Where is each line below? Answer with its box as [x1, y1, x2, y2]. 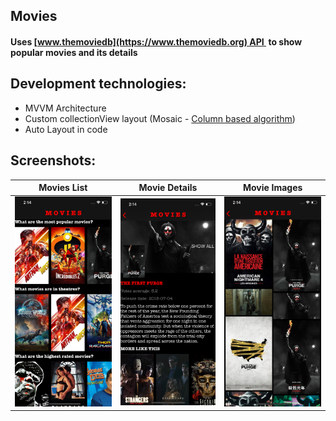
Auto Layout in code [24, 123, 108, 135]
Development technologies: [10, 75, 187, 93]
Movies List [38, 182, 88, 194]
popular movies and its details [10, 46, 138, 58]
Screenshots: [10, 152, 97, 169]
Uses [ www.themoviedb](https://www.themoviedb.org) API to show [10, 35, 303, 48]
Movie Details [138, 182, 198, 194]
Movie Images [242, 182, 303, 194]
